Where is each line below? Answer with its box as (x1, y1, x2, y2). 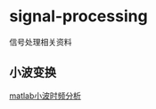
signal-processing (9, 6, 149, 27)
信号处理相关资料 (9, 36, 72, 47)
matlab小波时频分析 (9, 90, 82, 101)
